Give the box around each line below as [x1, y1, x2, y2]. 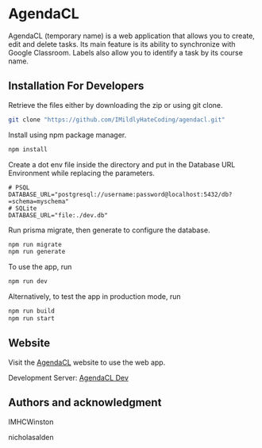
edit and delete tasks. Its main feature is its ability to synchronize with [8, 39, 236, 48]
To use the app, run [8, 262, 72, 272]
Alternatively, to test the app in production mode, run [8, 292, 181, 301]
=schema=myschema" [8, 197, 69, 205]
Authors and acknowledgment [8, 396, 162, 409]
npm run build [8, 307, 56, 316]
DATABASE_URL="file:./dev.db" [8, 211, 109, 219]
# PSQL [8, 183, 30, 191]
